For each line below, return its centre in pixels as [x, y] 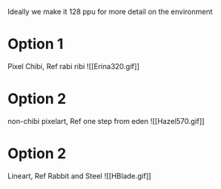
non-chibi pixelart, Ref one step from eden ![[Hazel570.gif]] [106, 121]
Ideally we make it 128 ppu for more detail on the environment [110, 12]
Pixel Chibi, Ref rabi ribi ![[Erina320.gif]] [74, 66]
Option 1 [35, 44]
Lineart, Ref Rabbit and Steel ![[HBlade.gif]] [79, 175]
